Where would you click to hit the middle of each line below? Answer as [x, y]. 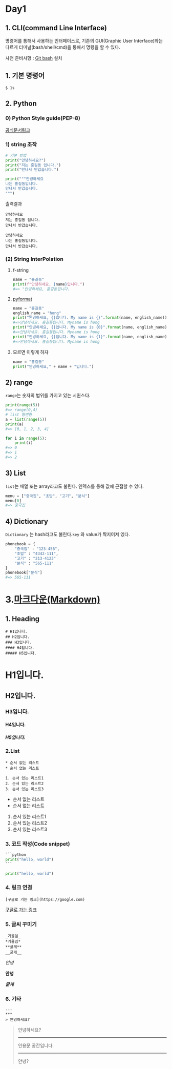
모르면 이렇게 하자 [30, 352]
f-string [21, 270]
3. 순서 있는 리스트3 [25, 789]
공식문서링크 [18, 130]
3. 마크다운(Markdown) [53, 600]
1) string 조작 [21, 145]
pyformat [22, 299]
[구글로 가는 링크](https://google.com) [45, 899]
